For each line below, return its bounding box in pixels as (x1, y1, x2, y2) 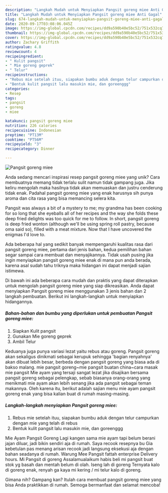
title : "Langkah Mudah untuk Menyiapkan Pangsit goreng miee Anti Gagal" (5, 12, 162, 17)
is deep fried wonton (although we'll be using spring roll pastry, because (5, 221, 154, 227)
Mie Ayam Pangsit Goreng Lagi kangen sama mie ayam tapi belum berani (5, 435, 156, 441)
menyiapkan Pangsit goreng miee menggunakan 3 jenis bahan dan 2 (5, 288, 146, 294)
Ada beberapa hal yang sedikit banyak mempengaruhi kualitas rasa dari (5, 241, 153, 247)
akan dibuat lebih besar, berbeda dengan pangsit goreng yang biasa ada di (5, 359, 160, 365)
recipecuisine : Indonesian (5, 128, 61, 133)
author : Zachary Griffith (5, 40, 59, 45)
